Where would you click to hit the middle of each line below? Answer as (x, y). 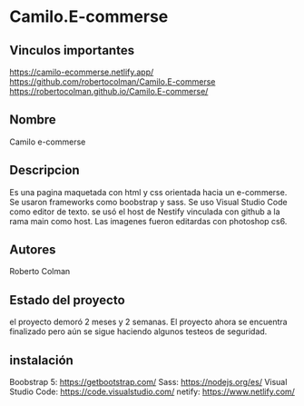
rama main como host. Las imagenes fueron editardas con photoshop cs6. (148, 221)
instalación (42, 360)
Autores (33, 250)
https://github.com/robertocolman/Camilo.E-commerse (113, 82)
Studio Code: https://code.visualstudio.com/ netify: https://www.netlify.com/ (152, 391)
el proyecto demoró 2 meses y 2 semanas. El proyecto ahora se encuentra (148, 322)
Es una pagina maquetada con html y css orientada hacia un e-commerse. (148, 192)
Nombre (33, 120)
